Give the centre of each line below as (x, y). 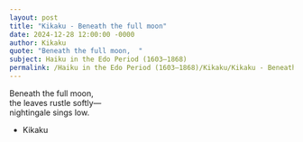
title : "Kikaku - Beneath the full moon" (88, 26)
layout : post (34, 18)
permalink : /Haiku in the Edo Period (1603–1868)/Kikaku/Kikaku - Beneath (153, 68)
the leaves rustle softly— (55, 102)
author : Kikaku (38, 43)
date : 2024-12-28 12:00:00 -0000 (72, 34)
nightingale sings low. (50, 112)
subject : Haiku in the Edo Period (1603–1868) (98, 59)
